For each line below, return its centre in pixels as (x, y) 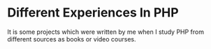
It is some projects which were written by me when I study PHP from (106, 32)
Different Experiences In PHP (93, 13)
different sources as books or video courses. (72, 39)
